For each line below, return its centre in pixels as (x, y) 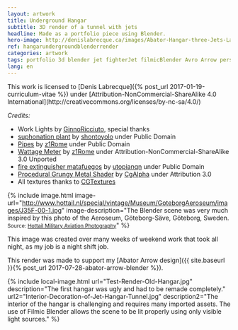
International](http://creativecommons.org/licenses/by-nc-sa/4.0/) (104, 101)
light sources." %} (34, 319)
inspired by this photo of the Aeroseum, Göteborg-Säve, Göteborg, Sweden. (118, 218)
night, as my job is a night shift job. (58, 246)
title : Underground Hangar (47, 20)
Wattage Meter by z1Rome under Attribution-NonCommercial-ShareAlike (123, 151)
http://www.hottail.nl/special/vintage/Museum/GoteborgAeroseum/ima (125, 203)
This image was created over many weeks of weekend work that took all (113, 239)
